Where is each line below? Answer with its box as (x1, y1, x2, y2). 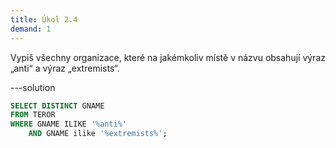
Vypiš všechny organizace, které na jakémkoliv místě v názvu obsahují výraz (10, 51, 326, 63)
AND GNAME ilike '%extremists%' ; (28, 129, 168, 139)
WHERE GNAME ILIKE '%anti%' (10, 119, 128, 130)
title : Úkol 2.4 (10, 14, 78, 25)
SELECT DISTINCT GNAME (10, 101, 105, 111)
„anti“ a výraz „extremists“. (10, 62, 120, 74)
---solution (10, 81, 56, 93)
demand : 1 (10, 24, 52, 34)
